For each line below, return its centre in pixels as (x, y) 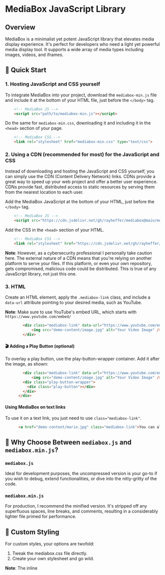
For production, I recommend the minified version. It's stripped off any (76, 506)
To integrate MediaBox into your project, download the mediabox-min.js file (81, 95)
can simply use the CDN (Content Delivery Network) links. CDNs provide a (80, 177)
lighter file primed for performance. (41, 516)
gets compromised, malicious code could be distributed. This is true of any (81, 269)
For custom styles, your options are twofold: (50, 544)
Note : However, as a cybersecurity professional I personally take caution (79, 253)
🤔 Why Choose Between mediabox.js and (68, 442)
